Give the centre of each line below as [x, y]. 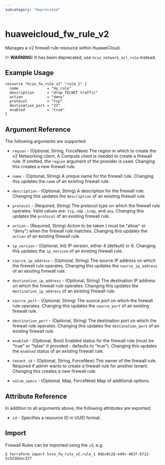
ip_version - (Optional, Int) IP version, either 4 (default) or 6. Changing [84, 246]
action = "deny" [37, 97]
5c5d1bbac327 [18, 458]
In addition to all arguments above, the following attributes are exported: [78, 408]
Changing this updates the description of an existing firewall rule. [79, 196]
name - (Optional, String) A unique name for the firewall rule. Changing [83, 176]
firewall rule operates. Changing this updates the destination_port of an [85, 326]
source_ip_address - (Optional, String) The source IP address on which [84, 261]
